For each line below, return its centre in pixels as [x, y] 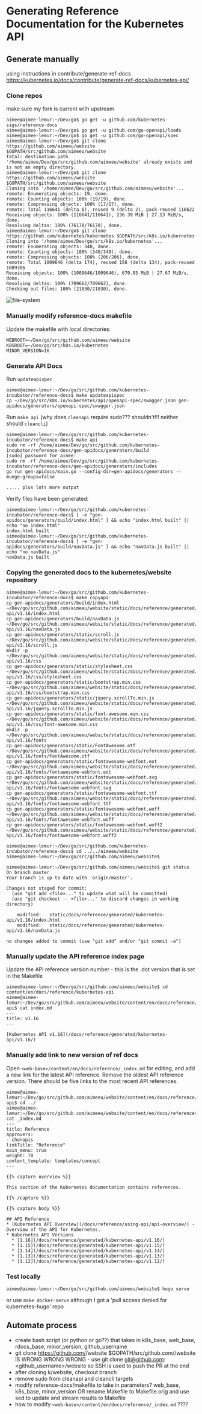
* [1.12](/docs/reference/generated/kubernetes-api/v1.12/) [88, 1261]
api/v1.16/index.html [33, 920]
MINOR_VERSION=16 [28, 351]
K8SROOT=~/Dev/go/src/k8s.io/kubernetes [58, 345]
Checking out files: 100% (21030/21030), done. [67, 289]
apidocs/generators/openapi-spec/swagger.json [66, 406]
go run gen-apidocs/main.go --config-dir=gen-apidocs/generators [90, 471]
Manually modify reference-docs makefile [69, 316]
